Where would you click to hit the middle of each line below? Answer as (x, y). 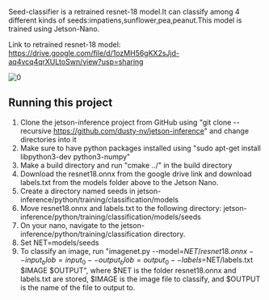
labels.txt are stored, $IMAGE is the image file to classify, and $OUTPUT (140, 279)
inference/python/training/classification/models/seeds (111, 217)
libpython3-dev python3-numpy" (75, 156)
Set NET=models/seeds (59, 243)
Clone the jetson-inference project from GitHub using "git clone (126, 122)
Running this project (61, 103)
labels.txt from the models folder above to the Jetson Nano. (119, 182)
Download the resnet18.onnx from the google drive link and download (136, 174)
